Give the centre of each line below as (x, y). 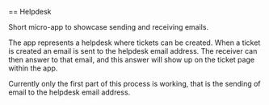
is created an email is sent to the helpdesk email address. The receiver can (133, 51)
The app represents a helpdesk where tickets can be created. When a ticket (134, 42)
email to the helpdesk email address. (69, 92)
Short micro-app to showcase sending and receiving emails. (108, 27)
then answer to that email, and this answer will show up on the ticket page (132, 60)
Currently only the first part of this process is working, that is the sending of (134, 84)
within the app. (33, 68)
